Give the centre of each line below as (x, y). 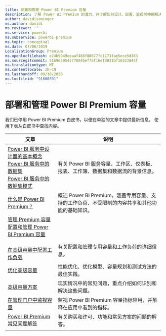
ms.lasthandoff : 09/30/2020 (34, 74)
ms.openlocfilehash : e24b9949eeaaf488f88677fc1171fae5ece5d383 (72, 56)
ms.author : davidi (24, 24)
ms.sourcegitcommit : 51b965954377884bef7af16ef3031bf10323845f (72, 60)
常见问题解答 (23, 324)
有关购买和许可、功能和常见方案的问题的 (105, 317)
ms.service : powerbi (26, 33)
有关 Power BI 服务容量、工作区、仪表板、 (106, 164)
